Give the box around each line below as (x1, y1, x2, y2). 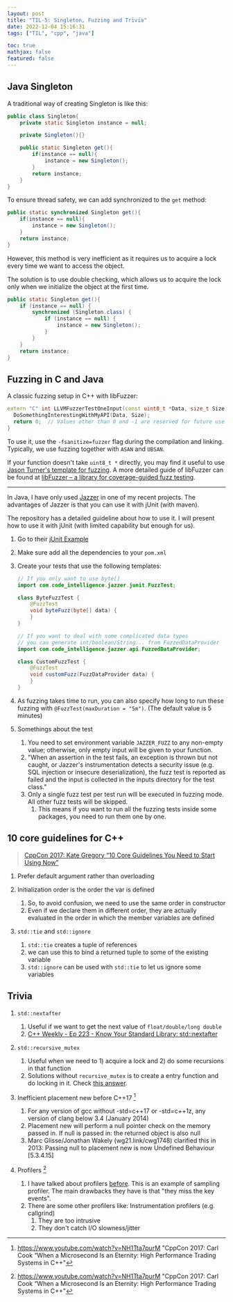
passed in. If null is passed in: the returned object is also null (27, 1129, 201, 1138)
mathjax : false (7, 49, 51, 56)
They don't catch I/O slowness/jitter (37, 1223, 141, 1232)
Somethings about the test (17, 724, 94, 733)
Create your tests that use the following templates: (17, 562, 162, 570)
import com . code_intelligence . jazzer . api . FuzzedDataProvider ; (17, 645, 201, 653)
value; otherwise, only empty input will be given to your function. (27, 745, 213, 754)
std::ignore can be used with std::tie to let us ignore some (27, 962, 201, 971)
